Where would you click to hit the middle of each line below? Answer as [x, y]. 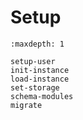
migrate [26, 105]
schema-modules [42, 96]
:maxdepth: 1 [37, 44]
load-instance [40, 79]
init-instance [40, 70]
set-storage [35, 87]
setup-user [33, 61]
